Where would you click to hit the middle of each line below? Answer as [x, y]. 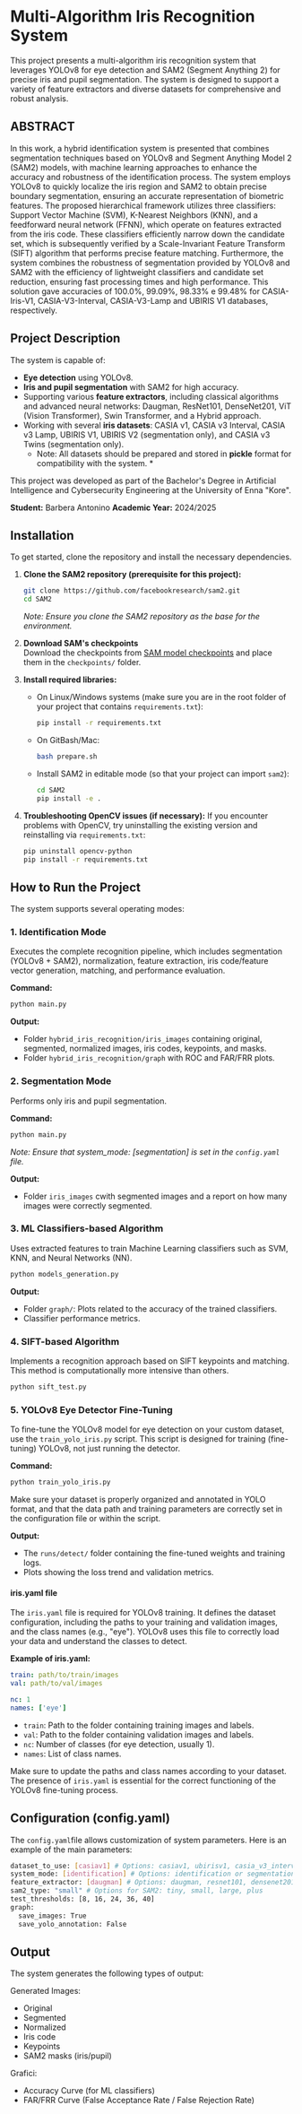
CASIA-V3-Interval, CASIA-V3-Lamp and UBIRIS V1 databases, [153, 300]
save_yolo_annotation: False [73, 1924]
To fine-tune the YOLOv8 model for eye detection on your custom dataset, [147, 1430]
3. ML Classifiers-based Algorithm [87, 1228]
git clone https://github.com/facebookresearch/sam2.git [132, 591]
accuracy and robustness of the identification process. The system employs [151, 177]
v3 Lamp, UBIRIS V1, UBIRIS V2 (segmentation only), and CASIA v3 [147, 434]
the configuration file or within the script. [86, 1519]
